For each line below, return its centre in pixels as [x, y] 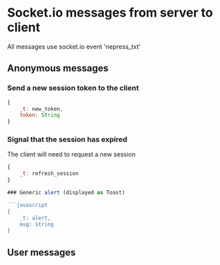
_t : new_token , [42, 109]
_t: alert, [35, 218]
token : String [40, 116]
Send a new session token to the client [73, 88]
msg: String [37, 224]
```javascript [28, 205]
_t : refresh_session [49, 174]
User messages [42, 252]
